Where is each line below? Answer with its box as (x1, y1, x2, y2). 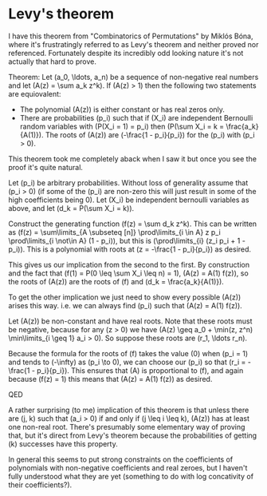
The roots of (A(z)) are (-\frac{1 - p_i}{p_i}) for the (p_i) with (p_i (45, 129, 255, 140)
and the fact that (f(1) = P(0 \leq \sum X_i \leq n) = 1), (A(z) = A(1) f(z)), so (8, 268, 249, 278)
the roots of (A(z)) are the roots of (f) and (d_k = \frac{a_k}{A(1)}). (8, 276, 225, 286)
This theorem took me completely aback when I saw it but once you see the (8, 153, 257, 164)
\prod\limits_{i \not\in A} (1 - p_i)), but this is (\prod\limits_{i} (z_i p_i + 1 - (8, 236, 245, 245)
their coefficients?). (8, 480, 73, 490)
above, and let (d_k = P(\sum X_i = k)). (8, 203, 135, 212)
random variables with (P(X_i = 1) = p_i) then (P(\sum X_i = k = (19, 121, 225, 131)
